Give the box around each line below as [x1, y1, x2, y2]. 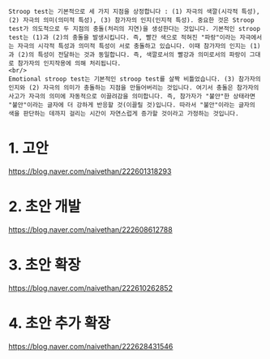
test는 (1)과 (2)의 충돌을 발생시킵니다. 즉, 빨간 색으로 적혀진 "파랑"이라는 [8, 33, 237, 41]
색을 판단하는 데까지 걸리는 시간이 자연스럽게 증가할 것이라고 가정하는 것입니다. [8, 110, 239, 118]
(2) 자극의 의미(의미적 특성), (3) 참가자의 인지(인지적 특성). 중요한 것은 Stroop [8, 16, 255, 24]
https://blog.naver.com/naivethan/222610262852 [8, 283, 173, 292]
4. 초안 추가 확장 [8, 314, 111, 332]
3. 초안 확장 [8, 256, 81, 275]
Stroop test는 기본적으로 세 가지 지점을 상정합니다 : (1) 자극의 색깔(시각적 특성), [8, 7, 260, 15]
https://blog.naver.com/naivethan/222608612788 [8, 224, 173, 234]
